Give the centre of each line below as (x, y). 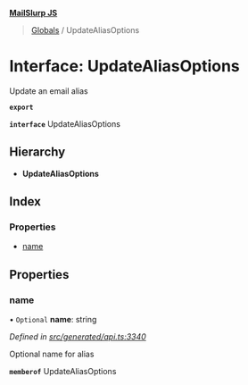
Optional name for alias (52, 354)
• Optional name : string (53, 320)
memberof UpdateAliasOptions (63, 372)
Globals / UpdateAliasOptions (85, 30)
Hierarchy (37, 152)
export (21, 107)
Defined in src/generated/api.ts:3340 (78, 337)
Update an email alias (49, 91)
